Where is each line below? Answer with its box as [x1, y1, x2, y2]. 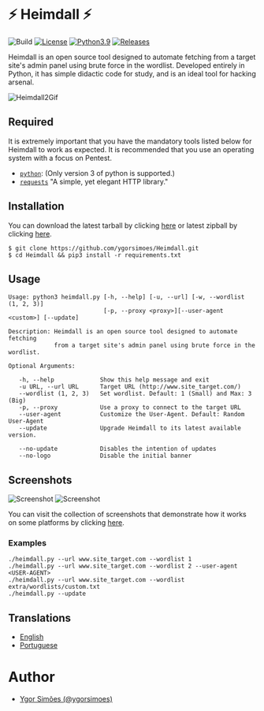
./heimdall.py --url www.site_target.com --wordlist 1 [8, 556, 192, 564]
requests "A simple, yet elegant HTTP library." [19, 177, 169, 186]
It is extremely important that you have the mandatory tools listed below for [8, 136, 252, 146]
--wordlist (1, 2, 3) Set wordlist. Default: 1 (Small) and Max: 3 [18, 390, 252, 398]
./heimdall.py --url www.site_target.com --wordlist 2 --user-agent [8, 562, 238, 571]
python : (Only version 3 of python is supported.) [19, 168, 176, 177]
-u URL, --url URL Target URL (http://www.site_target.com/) [18, 383, 242, 391]
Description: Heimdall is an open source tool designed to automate [8, 328, 238, 336]
